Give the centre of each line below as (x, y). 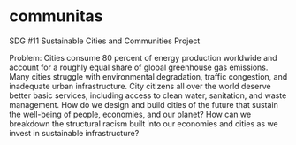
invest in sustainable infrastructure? (74, 133)
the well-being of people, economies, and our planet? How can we (130, 114)
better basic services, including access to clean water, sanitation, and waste (148, 95)
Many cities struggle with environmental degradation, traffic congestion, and (148, 76)
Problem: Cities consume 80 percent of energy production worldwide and (143, 57)
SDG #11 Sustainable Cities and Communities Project (105, 41)
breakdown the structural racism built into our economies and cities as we (144, 123)
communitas (56, 16)
